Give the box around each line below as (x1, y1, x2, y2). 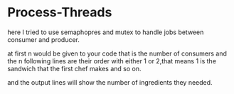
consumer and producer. (7, 35, 80, 43)
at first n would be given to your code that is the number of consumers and (7, 49, 228, 58)
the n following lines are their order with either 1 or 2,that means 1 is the (7, 56, 217, 65)
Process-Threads (7, 4, 112, 21)
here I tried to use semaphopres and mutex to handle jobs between (7, 28, 204, 36)
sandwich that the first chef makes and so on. (7, 64, 142, 73)
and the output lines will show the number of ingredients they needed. (7, 78, 213, 86)
